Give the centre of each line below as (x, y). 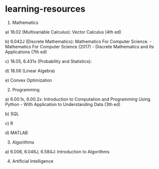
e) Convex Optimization (29, 80)
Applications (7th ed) (26, 52)
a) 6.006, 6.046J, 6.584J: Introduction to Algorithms (57, 151)
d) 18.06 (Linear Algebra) (30, 71)
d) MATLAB (17, 132)
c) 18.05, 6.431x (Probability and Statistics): (48, 61)
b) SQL (12, 114)
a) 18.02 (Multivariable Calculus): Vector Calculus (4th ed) (63, 32)
